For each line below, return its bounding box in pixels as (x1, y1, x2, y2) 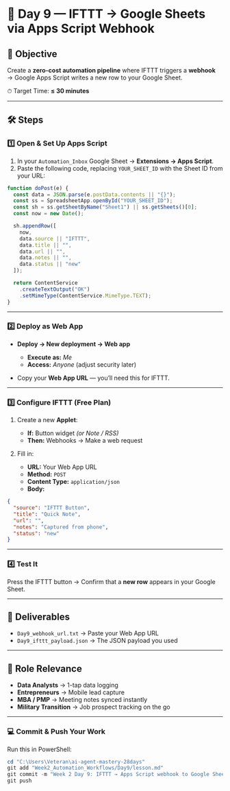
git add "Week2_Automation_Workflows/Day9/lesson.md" (7, 764, 164, 772)
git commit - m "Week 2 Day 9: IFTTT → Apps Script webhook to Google (7, 771, 210, 778)
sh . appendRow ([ (13, 223, 57, 230)
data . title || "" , (19, 241, 72, 249)
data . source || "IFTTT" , (19, 235, 90, 242)
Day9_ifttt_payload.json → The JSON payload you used (16, 637, 178, 645)
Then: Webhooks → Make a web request (27, 437, 143, 445)
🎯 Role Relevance (7, 663, 82, 674)
